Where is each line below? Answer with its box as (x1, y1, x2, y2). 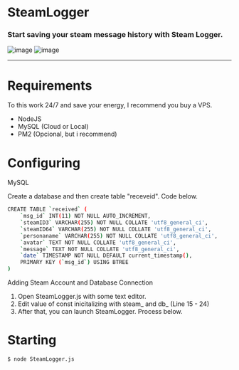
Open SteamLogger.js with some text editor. (17, 292, 147, 301)
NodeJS (17, 115, 42, 123)
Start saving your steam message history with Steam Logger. (7, 30, 223, 40)
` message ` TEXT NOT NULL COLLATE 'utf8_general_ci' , (20, 245, 180, 253)
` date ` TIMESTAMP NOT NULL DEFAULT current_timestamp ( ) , (20, 252, 193, 260)
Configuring (7, 154, 80, 171)
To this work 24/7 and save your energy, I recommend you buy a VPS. (7, 101, 213, 110)
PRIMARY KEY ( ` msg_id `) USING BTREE (20, 259, 129, 266)
